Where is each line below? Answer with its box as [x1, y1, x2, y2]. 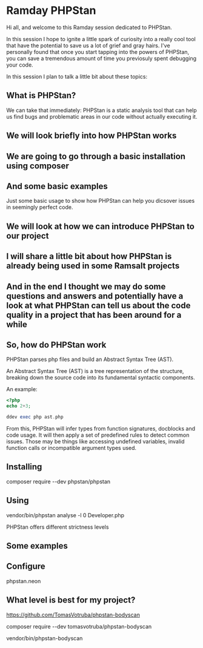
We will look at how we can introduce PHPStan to [6, 221, 195, 231]
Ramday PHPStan [6, 4, 96, 18]
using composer [6, 160, 70, 171]
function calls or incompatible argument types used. [6, 444, 137, 451]
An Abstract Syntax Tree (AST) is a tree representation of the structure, [6, 368, 184, 375]
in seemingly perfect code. [6, 203, 73, 211]
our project [6, 231, 49, 241]
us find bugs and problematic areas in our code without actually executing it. [6, 113, 198, 120]
